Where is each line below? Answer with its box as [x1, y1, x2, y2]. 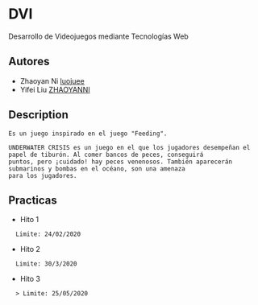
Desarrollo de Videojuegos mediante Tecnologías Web [8, 31, 189, 41]
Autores [8, 55, 50, 68]
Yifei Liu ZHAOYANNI [19, 84, 90, 94]
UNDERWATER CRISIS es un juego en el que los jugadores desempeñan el [8, 143, 251, 151]
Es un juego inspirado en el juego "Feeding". [8, 130, 168, 138]
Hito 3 [19, 274, 41, 284]
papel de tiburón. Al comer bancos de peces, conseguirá [8, 150, 204, 159]
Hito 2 [19, 245, 40, 254]
